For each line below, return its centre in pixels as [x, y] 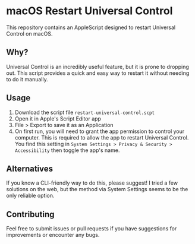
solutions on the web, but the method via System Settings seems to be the [97, 189]
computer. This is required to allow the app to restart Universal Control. [102, 137]
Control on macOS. [29, 33]
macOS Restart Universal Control [89, 11]
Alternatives [30, 168]
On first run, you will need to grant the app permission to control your [100, 131]
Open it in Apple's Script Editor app [58, 118]
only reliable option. [30, 196]
